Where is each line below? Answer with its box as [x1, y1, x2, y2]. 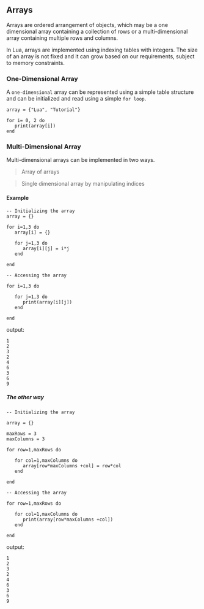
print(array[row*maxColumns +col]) [22, 516, 114, 523]
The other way [6, 394, 45, 401]
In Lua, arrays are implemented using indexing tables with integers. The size [6, 46, 198, 53]
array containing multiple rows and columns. [6, 34, 118, 42]
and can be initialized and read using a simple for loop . [6, 95, 147, 102]
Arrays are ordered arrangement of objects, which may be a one [6, 21, 169, 28]
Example [6, 194, 29, 201]
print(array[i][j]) [22, 299, 72, 305]
